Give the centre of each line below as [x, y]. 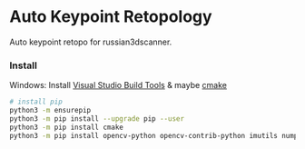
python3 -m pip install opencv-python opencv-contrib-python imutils [144, 135]
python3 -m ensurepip [50, 111]
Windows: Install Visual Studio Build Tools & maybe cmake [118, 85]
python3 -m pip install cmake [67, 127]
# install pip [36, 102]
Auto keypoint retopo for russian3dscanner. [91, 42]
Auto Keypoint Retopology [111, 17]
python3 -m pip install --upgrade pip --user [97, 119]
